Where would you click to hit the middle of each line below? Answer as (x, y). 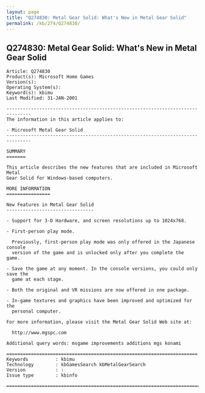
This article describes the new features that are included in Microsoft (102, 168)
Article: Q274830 (28, 72)
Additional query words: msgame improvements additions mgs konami (94, 344)
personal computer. (37, 311)
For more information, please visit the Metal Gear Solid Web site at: (99, 322)
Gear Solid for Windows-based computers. (60, 178)
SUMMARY (16, 152)
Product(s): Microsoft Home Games (50, 77)
